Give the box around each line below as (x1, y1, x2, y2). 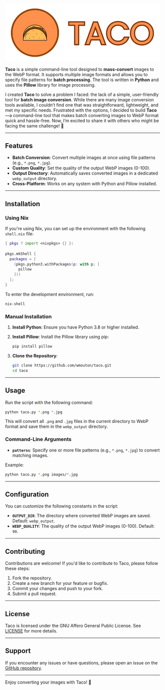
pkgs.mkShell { (5, 251, 36, 256)
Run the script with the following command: (5, 399, 93, 405)
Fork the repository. (12, 575, 53, 581)
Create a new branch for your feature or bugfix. (12, 580, 109, 586)
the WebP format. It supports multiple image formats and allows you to (5, 71, 148, 77)
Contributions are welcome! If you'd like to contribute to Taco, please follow (5, 560, 158, 567)
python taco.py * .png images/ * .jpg (5, 472, 78, 477)
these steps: (5, 566, 30, 571)
